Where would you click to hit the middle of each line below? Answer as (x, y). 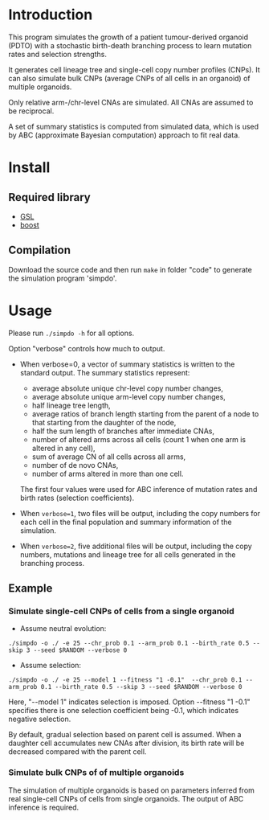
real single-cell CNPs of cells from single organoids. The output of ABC (126, 798)
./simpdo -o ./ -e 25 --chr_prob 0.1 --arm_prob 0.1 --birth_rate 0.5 (129, 644)
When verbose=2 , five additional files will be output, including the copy (136, 546)
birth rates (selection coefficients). (77, 498)
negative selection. (40, 719)
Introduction (51, 15)
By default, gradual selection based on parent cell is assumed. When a (125, 735)
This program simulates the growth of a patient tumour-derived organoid (128, 37)
